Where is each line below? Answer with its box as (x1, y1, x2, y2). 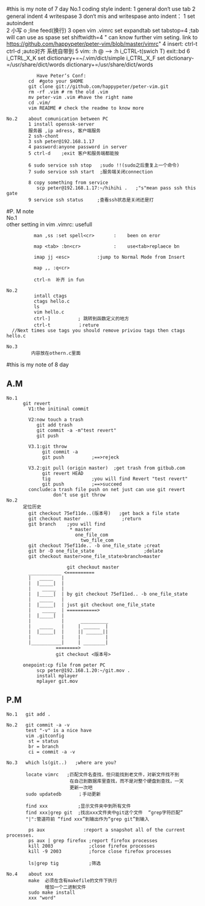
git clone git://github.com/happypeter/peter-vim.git (28, 84, 169, 90)
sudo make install (28, 889, 75, 896)
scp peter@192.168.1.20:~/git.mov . (36, 667, 131, 674)
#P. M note (6, 208, 34, 215)
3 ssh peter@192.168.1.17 (28, 138, 95, 144)
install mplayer (36, 672, 79, 679)
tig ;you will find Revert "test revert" (42, 476, 188, 482)
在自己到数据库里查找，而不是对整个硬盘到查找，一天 (69, 778, 184, 784)
